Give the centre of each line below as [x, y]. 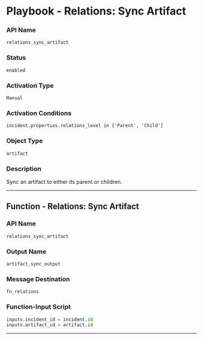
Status [16, 57]
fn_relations [23, 292]
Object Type [25, 141]
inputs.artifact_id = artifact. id [50, 325]
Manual [14, 98]
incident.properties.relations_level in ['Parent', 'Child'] [85, 126]
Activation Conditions [39, 113]
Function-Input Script [39, 307]
